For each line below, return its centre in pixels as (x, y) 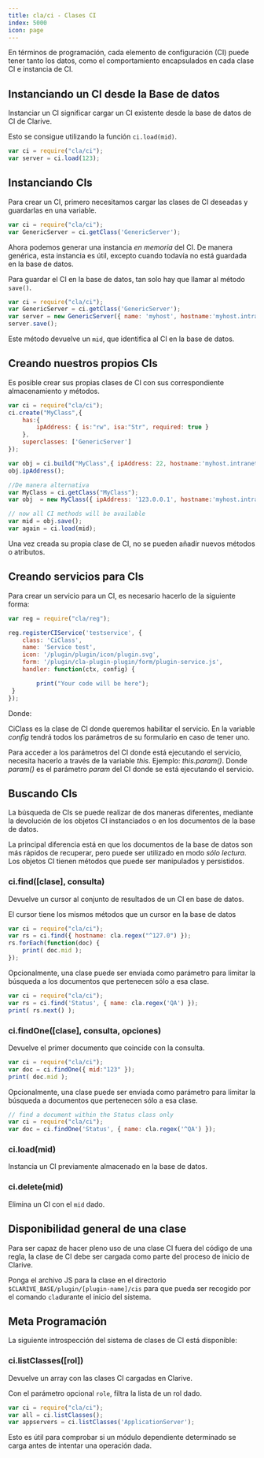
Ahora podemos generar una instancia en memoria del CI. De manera (121, 247)
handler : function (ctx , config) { (79, 670)
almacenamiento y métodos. (54, 391)
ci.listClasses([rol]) (46, 1361)
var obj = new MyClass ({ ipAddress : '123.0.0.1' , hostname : (110, 500)
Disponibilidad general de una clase (97, 1229)
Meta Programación (58, 1321)
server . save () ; (33, 324)
